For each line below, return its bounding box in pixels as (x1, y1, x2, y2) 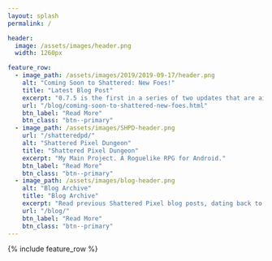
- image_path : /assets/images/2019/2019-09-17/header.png (15, 71, 216, 79)
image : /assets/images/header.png (15, 41, 132, 49)
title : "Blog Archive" (22, 192, 99, 200)
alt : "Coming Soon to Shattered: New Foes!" (22, 79, 175, 87)
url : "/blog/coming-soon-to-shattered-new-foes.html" (22, 101, 208, 109)
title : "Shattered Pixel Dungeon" (22, 147, 139, 155)
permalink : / (7, 19, 52, 28)
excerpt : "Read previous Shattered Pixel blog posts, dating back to (22, 199, 263, 208)
